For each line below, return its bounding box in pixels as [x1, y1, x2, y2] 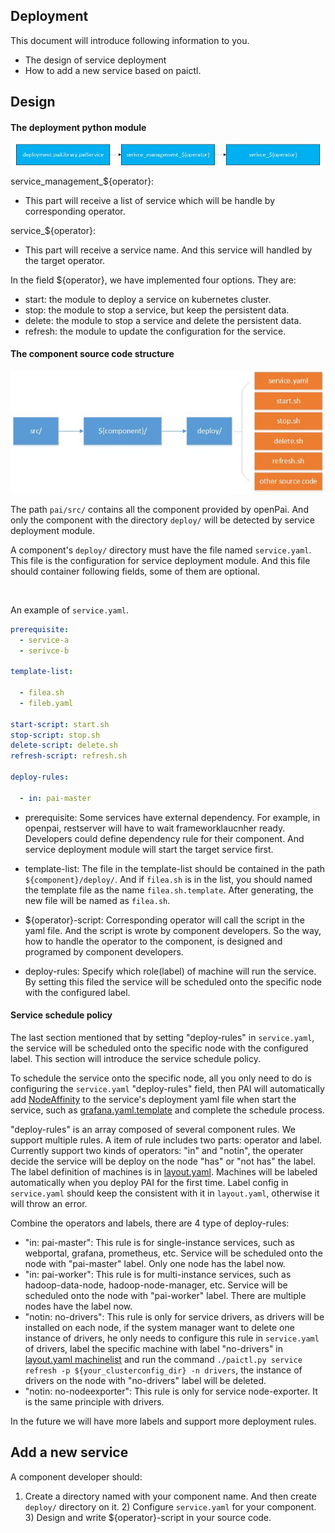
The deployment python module [10, 121, 147, 133]
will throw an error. [10, 1197, 88, 1209]
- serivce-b [19, 645, 70, 656]
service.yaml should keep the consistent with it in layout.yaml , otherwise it [10, 1187, 320, 1199]
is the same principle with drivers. [24, 1395, 165, 1408]
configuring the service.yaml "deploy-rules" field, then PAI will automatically [10, 1082, 325, 1094]
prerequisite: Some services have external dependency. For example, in [24, 811, 321, 823]
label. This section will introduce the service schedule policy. [10, 1052, 261, 1064]
